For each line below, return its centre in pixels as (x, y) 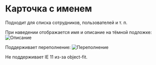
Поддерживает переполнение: (38, 47)
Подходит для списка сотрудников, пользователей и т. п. (66, 22)
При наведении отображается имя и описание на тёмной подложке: (78, 32)
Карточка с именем (49, 9)
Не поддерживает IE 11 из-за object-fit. (46, 57)
